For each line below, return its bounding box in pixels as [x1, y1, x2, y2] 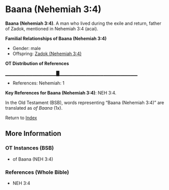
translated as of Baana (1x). [5, 105, 63, 111]
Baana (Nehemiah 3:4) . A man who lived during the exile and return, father [5, 20, 161, 26]
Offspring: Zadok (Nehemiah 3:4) [12, 51, 82, 57]
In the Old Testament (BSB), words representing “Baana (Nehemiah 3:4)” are [5, 100, 164, 106]
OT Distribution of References [5, 60, 69, 66]
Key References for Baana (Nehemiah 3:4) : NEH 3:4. [5, 89, 117, 96]
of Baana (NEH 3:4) [12, 156, 53, 162]
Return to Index [5, 115, 37, 121]
